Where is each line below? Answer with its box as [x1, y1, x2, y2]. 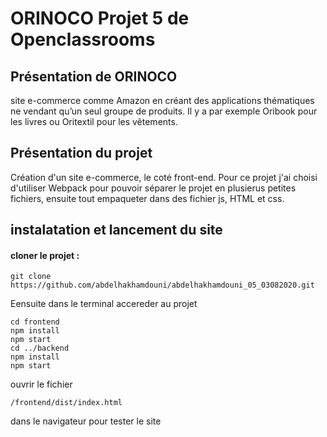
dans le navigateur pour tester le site [10, 415, 162, 427]
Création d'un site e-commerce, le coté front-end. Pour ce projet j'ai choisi [10, 171, 318, 183]
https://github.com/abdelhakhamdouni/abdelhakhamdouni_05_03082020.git [10, 280, 315, 291]
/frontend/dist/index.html [10, 398, 123, 408]
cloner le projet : [10, 249, 80, 261]
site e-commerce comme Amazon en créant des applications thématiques [10, 95, 315, 106]
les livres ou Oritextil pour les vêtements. [10, 116, 178, 127]
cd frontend [10, 317, 60, 327]
